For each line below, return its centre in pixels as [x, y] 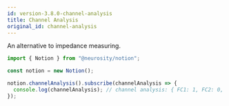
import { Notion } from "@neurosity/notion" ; [73, 59]
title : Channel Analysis [43, 20]
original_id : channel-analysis [52, 26]
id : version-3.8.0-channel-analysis [60, 13]
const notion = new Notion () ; [51, 71]
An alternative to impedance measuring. [64, 46]
